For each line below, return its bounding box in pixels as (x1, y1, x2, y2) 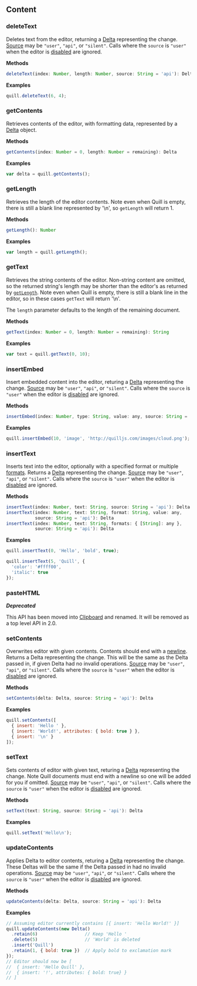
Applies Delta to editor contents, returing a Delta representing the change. (6, 857, 185, 864)
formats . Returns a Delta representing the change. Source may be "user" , (6, 469, 184, 476)
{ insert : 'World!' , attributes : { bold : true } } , (11, 728, 141, 734)
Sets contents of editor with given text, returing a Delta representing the (6, 766, 180, 774)
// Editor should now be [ (6, 958, 72, 964)
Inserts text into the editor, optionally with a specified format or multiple (6, 462, 179, 470)
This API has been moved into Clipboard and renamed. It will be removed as (6, 613, 189, 620)
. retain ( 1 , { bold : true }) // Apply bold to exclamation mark (11, 948, 172, 954)
